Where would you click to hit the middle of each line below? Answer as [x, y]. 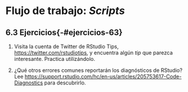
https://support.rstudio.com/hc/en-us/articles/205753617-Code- [103, 76]
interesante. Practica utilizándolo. [55, 59]
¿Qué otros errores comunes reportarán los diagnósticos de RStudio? [98, 70]
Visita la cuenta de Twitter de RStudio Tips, [66, 46]
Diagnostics [29, 83]
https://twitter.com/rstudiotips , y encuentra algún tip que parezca [93, 53]
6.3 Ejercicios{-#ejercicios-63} [64, 33]
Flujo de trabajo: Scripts [65, 11]
